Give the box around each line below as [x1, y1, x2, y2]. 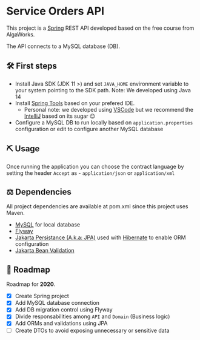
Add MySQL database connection [15, 299, 100, 307]
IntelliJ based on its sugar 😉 [24, 112, 96, 120]
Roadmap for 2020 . [6, 280, 56, 288]
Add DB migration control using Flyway [15, 306, 113, 313]
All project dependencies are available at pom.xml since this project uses [6, 203, 188, 210]
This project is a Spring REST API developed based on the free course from [6, 24, 195, 32]
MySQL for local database [15, 221, 81, 228]
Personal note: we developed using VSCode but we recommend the [24, 106, 194, 113]
